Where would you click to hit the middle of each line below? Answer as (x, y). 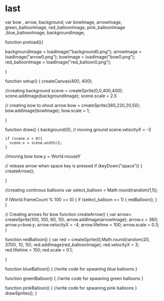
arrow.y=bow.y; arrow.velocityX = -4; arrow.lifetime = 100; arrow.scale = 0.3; (82, 224)
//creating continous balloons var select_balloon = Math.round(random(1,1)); (82, 190)
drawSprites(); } (21, 293)
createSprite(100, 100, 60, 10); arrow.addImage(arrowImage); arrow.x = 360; (82, 219)
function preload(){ (24, 42)
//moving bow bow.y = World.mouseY (43, 156)
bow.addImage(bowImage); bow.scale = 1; (47, 110)
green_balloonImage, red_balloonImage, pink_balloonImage (65, 27)
